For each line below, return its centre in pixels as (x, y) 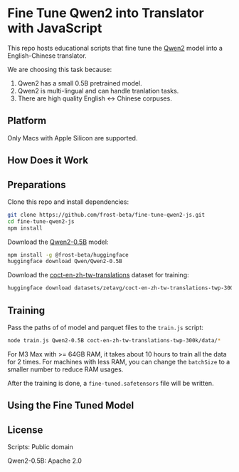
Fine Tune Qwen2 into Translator (106, 13)
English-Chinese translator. (47, 56)
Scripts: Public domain (40, 447)
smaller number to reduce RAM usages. (65, 369)
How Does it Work (48, 161)
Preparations (37, 184)
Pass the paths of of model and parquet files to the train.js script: (106, 328)
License (25, 430)
